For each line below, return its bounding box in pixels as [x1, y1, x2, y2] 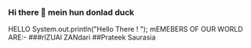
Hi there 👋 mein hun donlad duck [8, 7, 135, 18]
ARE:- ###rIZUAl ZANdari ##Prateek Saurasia [8, 33, 156, 42]
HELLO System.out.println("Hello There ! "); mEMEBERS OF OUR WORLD [8, 25, 243, 34]
